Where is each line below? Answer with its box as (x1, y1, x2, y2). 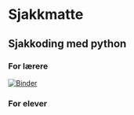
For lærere (8, 61, 49, 72)
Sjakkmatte (8, 6, 84, 24)
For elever (8, 98, 48, 109)
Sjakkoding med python (8, 37, 127, 50)
